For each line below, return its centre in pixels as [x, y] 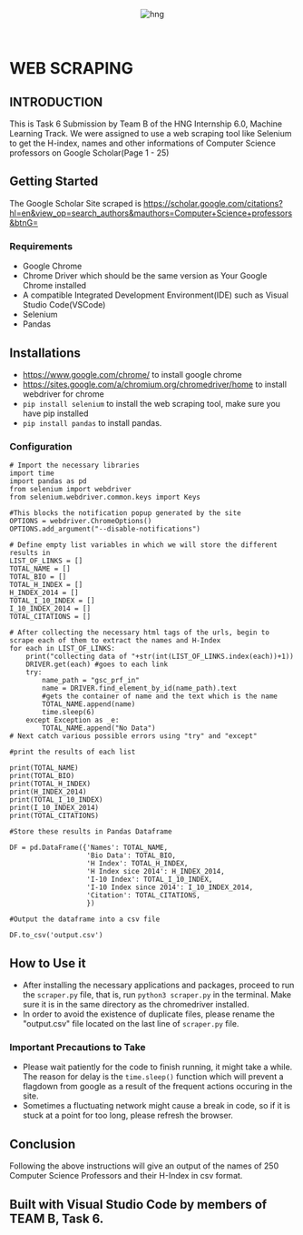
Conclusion [43, 1144]
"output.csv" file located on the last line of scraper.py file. [131, 1024]
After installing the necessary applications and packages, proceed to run [158, 985]
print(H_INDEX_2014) [49, 792]
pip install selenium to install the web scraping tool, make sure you [151, 403]
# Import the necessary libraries [75, 466]
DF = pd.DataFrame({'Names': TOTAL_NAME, [89, 848]
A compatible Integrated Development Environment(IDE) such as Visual [155, 295]
